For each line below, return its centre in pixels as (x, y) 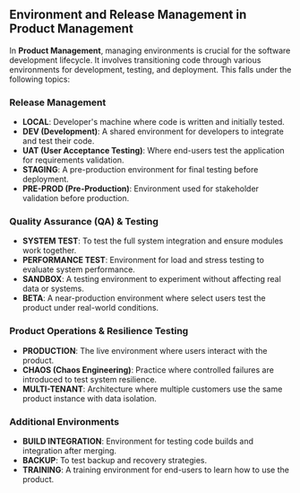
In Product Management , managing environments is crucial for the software (150, 50)
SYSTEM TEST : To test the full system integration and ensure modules (153, 241)
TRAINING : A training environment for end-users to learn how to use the (155, 470)
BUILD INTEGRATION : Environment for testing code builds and (137, 441)
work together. (49, 251)
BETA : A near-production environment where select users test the (144, 298)
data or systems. (53, 289)
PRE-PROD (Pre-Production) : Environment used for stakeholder (141, 189)
